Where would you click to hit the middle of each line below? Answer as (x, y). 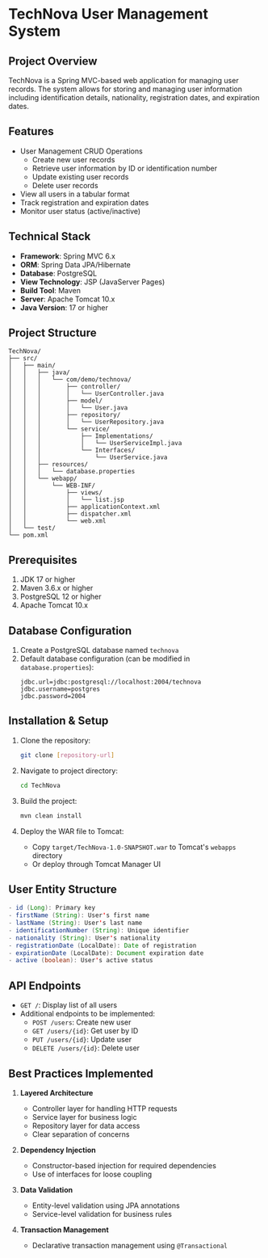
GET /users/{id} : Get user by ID (85, 1031)
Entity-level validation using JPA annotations (106, 1205)
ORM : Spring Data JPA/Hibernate (75, 264)
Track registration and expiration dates (84, 202)
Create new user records (73, 159)
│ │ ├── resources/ (48, 465)
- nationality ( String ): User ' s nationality (84, 938)
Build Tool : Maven (50, 290)
